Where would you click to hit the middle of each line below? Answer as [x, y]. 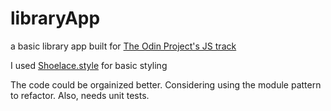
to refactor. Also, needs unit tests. [80, 95]
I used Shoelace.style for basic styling [89, 65]
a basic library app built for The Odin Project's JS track [123, 46]
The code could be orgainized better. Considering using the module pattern [166, 84]
